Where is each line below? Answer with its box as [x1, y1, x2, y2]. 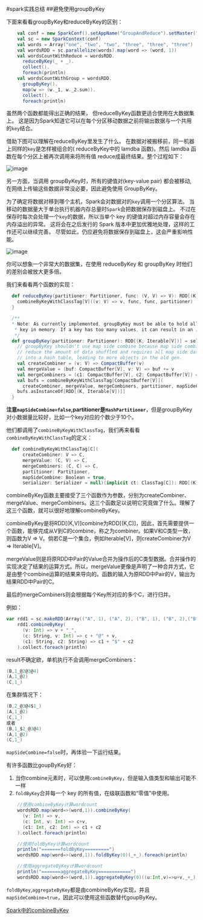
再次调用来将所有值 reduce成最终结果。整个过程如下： [48, 153, 184, 160]
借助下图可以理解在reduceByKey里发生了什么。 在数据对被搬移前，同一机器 [6, 138, 195, 145]
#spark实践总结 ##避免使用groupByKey [6, 5, 105, 12]
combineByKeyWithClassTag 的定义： [6, 434, 92, 442]
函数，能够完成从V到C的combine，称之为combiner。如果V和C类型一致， [11, 527, 194, 535]
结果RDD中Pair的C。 [6, 578, 57, 585]
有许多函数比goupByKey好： [6, 762, 77, 769]
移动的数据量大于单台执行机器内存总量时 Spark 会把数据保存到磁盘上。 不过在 [6, 206, 196, 213]
